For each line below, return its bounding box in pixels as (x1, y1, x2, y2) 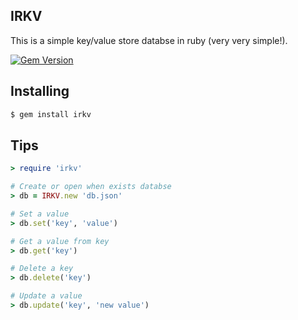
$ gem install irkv (10, 109, 92, 119)
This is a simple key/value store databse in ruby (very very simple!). (10, 34, 288, 46)
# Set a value (10, 209, 70, 219)
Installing (10, 83, 70, 100)
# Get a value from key (10, 236, 110, 246)
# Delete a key (10, 264, 74, 274)
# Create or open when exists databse (10, 182, 172, 192)
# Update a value (10, 291, 83, 301)
